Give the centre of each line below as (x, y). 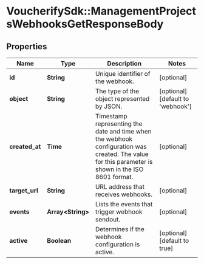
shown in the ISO (119, 169)
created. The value (122, 154)
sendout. (108, 219)
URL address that (120, 187)
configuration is (117, 244)
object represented (122, 99)
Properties (27, 46)
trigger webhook (119, 212)
